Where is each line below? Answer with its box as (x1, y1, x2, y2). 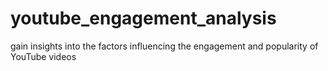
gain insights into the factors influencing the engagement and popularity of (10, 40, 319, 52)
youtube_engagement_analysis (10, 7, 277, 30)
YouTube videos (10, 50, 77, 62)
